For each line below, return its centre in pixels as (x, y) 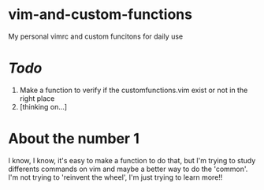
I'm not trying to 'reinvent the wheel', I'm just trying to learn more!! (115, 177)
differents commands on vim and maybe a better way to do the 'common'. (128, 169)
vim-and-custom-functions (100, 15)
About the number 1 (74, 139)
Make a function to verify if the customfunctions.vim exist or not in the (134, 90)
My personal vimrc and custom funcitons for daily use (96, 36)
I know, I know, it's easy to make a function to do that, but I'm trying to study (132, 160)
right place (37, 98)
